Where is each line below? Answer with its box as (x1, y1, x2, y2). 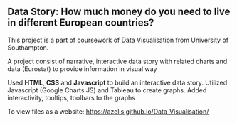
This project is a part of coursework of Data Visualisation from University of (7, 36, 229, 44)
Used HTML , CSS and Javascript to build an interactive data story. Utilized (7, 78, 228, 87)
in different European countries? (7, 17, 154, 29)
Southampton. (7, 43, 49, 52)
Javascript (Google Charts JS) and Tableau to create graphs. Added (7, 85, 207, 95)
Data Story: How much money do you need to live (7, 6, 231, 18)
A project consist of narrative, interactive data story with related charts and (7, 57, 228, 65)
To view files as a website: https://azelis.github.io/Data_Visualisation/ (7, 107, 209, 116)
